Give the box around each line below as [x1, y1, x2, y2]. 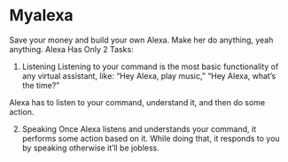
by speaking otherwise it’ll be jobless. [21, 143, 160, 153]
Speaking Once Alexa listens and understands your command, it [21, 123, 257, 134]
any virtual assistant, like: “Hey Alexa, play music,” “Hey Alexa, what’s [21, 70, 276, 81]
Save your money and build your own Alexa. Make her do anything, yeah [9, 35, 274, 45]
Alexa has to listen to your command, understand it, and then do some [9, 96, 266, 107]
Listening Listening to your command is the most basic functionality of [21, 61, 279, 72]
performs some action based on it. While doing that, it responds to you [21, 133, 281, 143]
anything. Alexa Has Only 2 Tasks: [9, 43, 135, 54]
